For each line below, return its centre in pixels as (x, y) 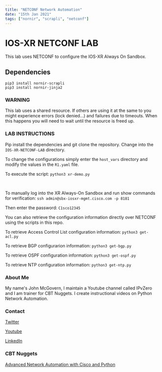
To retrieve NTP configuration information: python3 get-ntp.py (68, 265)
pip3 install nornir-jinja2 (34, 88)
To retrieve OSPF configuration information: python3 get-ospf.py (71, 255)
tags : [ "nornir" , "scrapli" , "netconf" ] (47, 19)
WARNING (18, 100)
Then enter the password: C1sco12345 (43, 208)
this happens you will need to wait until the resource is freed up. (70, 121)
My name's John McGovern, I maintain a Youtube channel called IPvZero (79, 288)
